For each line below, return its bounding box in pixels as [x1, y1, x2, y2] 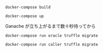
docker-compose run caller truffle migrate [5, 42, 98, 47]
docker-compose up [5, 14, 44, 19]
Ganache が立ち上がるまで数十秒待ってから [5, 23, 96, 29]
